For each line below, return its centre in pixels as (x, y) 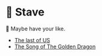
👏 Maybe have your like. (36, 29)
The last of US (32, 40)
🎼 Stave (25, 12)
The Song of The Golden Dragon (55, 46)
